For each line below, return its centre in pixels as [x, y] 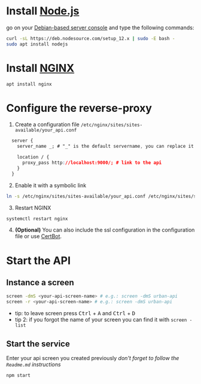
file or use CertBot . [38, 236]
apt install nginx [29, 84]
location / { [33, 157]
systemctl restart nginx [37, 219]
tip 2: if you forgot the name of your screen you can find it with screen [101, 320]
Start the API [38, 260]
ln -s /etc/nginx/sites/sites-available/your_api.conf [76, 196]
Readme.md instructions [33, 364]
